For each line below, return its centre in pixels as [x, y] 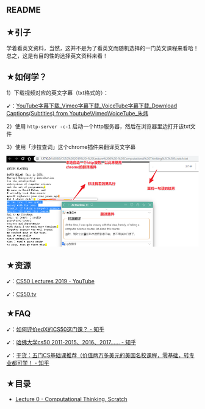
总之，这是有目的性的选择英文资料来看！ [57, 56]
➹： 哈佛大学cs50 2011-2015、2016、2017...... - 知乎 [71, 342]
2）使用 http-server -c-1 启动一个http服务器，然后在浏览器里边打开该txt [99, 126]
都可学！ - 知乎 [31, 363]
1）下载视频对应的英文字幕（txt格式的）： [57, 93]
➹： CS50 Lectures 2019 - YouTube [50, 281]
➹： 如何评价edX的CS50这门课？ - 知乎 [56, 329]
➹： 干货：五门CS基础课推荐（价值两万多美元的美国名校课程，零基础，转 [98, 355]
